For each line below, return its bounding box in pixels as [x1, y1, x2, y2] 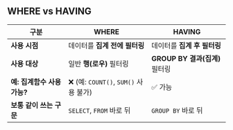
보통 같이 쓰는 [10, 100, 53, 110]
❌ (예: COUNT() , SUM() [68, 77, 135, 86]
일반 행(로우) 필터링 [68, 59, 129, 68]
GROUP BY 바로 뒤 [151, 105, 203, 115]
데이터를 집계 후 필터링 [151, 41, 221, 50]
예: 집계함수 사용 [10, 77, 61, 86]
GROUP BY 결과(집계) [151, 53, 221, 63]
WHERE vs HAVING [7, 6, 92, 17]
